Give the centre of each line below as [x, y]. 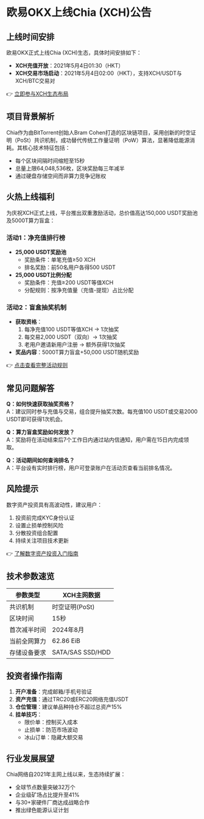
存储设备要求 [28, 652]
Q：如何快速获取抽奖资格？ [40, 404]
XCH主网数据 [81, 595]
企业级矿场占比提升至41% [47, 795]
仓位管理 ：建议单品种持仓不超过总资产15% [69, 707]
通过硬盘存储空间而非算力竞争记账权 [61, 176]
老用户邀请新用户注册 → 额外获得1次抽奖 [75, 345]
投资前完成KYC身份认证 [45, 518]
